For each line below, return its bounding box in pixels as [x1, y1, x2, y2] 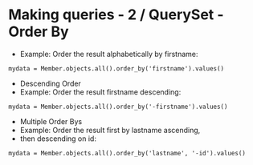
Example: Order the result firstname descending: [19, 87, 182, 97]
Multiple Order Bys [19, 116, 83, 126]
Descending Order [19, 78, 82, 88]
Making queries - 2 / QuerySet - [8, 6, 224, 24]
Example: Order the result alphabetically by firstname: [19, 49, 198, 58]
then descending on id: [19, 134, 96, 143]
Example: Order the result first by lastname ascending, [19, 125, 201, 135]
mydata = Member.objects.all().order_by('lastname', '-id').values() [8, 149, 247, 157]
